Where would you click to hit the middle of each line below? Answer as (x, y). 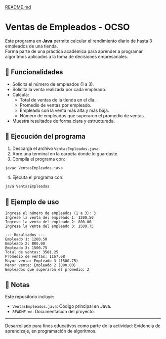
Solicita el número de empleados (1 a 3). (53, 84)
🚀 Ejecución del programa (45, 136)
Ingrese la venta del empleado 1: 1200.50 (49, 218)
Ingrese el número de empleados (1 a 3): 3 (51, 213)
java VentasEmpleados (27, 187)
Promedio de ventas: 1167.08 (35, 257)
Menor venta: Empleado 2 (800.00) (41, 265)
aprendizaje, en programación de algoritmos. (51, 331)
